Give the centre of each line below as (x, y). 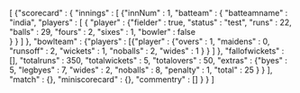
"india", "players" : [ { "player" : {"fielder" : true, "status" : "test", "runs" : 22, (151, 22)
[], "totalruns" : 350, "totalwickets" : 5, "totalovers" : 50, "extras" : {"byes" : (149, 60)
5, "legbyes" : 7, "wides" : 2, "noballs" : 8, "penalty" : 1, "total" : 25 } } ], (141, 70)
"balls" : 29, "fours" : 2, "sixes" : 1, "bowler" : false (103, 32)
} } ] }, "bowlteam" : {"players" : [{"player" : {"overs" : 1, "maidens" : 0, (140, 41)
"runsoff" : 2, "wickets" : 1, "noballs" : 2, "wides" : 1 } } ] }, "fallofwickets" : (147, 51)
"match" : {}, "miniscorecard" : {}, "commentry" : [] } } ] (112, 79)
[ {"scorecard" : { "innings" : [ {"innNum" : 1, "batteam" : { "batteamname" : (149, 13)
